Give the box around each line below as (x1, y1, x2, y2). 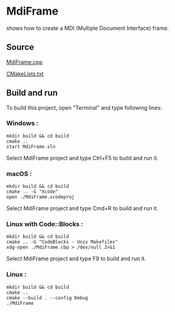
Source (6, 42, 35, 52)
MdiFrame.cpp (6, 58, 43, 65)
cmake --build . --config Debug (6, 294, 88, 301)
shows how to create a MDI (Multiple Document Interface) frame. (6, 24, 169, 32)
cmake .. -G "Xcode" (6, 189, 59, 195)
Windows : (6, 119, 39, 127)
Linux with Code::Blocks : (6, 220, 83, 229)
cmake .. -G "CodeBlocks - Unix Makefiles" (6, 239, 118, 245)
